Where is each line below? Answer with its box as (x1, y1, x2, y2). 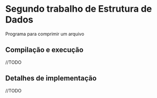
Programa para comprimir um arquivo (5, 31, 84, 37)
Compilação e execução (5, 45, 83, 54)
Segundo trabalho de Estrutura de (5, 3, 152, 15)
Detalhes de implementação (5, 74, 97, 83)
